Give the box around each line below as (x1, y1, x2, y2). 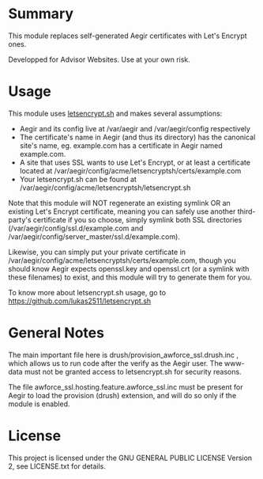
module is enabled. (8, 399, 70, 409)
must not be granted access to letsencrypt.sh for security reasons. (24, 367, 242, 376)
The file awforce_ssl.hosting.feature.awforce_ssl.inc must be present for (8, 382, 243, 392)
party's (8, 215, 32, 224)
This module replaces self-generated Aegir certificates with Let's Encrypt (8, 31, 247, 40)
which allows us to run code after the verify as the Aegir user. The (8, 358, 223, 368)
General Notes (8, 324, 105, 342)
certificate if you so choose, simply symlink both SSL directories (32, 215, 242, 224)
